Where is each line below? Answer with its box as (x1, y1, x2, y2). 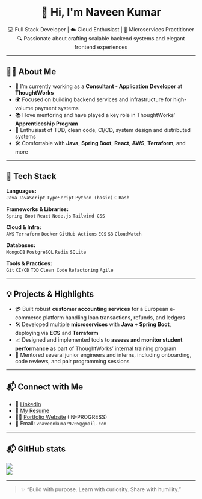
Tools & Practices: (6, 259, 53, 267)
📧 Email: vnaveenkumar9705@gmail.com (14, 420, 107, 427)
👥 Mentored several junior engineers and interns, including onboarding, (14, 351, 192, 359)
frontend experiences (74, 43, 128, 51)
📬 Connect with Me (6, 381, 83, 392)
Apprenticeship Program (14, 120, 78, 127)
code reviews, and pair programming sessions (14, 358, 130, 365)
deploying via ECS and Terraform (14, 330, 99, 337)
